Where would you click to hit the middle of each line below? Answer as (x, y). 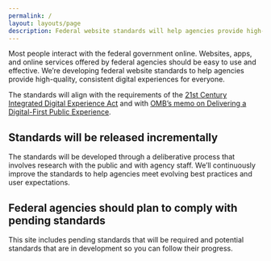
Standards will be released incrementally (113, 137)
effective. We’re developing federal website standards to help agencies (126, 71)
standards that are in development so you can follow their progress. (121, 248)
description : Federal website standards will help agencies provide (126, 31)
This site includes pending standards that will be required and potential (126, 240)
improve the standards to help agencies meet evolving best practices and (130, 174)
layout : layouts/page (45, 23)
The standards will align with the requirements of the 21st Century (118, 95)
